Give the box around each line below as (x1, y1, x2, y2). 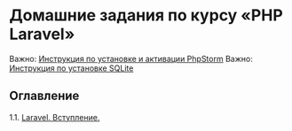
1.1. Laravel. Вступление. (9, 112, 100, 122)
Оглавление (9, 89, 80, 104)
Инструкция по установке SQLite (9, 63, 134, 73)
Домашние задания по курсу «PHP (9, 5, 284, 26)
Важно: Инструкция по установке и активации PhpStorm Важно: (9, 53, 253, 64)
